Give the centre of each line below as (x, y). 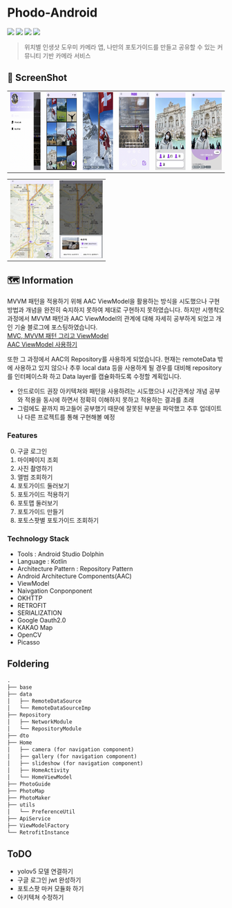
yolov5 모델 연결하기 (45, 871)
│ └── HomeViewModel (40, 777)
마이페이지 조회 (38, 460)
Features (22, 435)
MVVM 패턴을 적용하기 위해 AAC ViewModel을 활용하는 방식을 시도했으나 (107, 302)
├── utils (21, 805)
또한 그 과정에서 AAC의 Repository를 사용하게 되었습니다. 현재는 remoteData (112, 359)
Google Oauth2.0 (41, 620)
